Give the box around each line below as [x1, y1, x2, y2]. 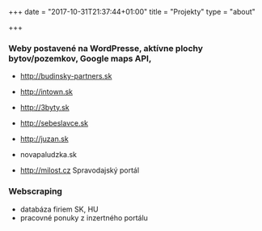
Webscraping [8, 186, 63, 197]
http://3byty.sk [19, 103, 70, 113]
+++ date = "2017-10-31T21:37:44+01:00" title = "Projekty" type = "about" [8, 7, 256, 16]
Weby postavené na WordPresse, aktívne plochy [8, 42, 204, 53]
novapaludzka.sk [19, 150, 78, 160]
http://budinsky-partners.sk [19, 71, 112, 81]
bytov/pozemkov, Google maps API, [8, 53, 152, 64]
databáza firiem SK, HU [19, 204, 99, 214]
